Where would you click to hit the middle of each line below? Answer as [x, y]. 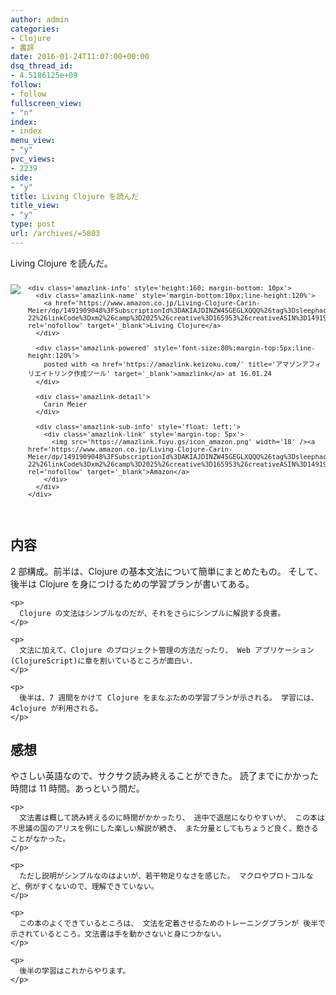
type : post [33, 224]
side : [21, 177]
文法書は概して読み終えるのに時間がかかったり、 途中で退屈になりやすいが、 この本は [172, 818]
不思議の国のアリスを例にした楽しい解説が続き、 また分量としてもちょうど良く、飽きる [164, 829]
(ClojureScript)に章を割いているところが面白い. [102, 661]
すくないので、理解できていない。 [99, 887]
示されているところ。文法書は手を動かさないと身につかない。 [118, 934]
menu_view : [33, 141]
